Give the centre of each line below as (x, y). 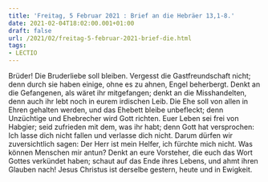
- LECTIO (23, 53)
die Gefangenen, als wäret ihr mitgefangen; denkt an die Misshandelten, (128, 93)
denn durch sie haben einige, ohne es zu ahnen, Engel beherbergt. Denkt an (134, 84)
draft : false (30, 30)
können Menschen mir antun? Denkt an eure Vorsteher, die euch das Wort (130, 152)
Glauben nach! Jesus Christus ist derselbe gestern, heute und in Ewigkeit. (130, 170)
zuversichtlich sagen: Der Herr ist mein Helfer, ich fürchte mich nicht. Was (130, 144)
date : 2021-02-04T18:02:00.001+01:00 (71, 23)
